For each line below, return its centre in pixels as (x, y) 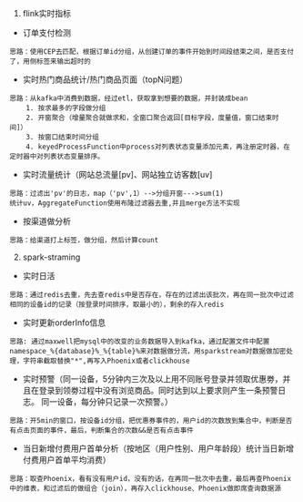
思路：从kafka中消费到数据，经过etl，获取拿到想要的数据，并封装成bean (129, 98)
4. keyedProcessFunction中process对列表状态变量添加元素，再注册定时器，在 (158, 147)
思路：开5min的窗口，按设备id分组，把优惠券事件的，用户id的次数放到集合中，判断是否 (151, 421)
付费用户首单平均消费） (66, 460)
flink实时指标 (46, 13)
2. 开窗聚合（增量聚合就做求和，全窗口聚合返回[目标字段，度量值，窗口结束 (149, 118)
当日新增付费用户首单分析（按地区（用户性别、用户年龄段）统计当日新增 (158, 448)
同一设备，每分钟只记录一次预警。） (106, 402)
